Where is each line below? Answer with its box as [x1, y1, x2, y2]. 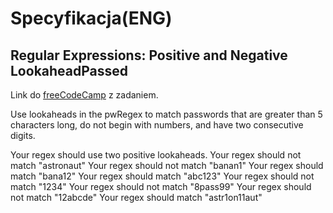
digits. [10, 130, 36, 141]
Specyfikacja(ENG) [10, 7, 173, 30]
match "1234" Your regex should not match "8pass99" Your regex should [10, 181, 312, 192]
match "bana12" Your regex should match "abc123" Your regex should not [10, 170, 315, 182]
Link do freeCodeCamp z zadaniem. [10, 89, 159, 101]
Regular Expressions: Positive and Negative [10, 47, 288, 64]
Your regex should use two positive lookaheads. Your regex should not [10, 149, 302, 161]
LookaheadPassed [10, 62, 129, 79]
